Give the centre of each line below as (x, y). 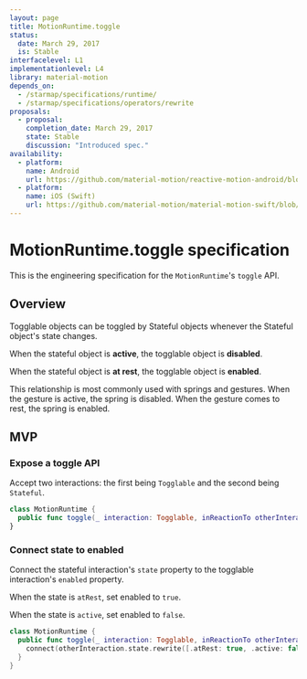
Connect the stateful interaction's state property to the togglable (132, 570)
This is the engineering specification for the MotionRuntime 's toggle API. (145, 275)
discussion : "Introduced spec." (87, 145)
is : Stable (38, 52)
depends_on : (32, 86)
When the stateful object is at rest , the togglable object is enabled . (136, 371)
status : (24, 35)
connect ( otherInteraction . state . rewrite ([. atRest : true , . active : (155, 648)
